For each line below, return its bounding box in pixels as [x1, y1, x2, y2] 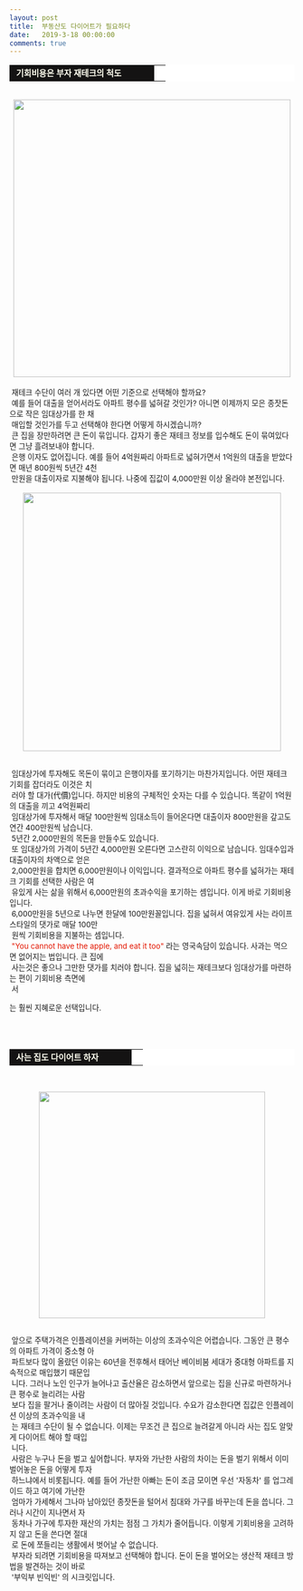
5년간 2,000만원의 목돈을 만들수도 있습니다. [11, 833, 159, 844]
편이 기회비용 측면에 [18, 974, 86, 984]
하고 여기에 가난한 [25, 1486, 86, 1496]
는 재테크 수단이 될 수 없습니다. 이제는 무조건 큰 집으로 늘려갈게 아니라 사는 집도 [11, 1421, 278, 1431]
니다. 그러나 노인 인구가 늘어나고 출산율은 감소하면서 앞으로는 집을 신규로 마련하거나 [11, 1378, 292, 1388]
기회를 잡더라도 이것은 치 [9, 780, 93, 790]
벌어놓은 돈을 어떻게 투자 [9, 1464, 93, 1474]
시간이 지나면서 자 [25, 1507, 86, 1518]
